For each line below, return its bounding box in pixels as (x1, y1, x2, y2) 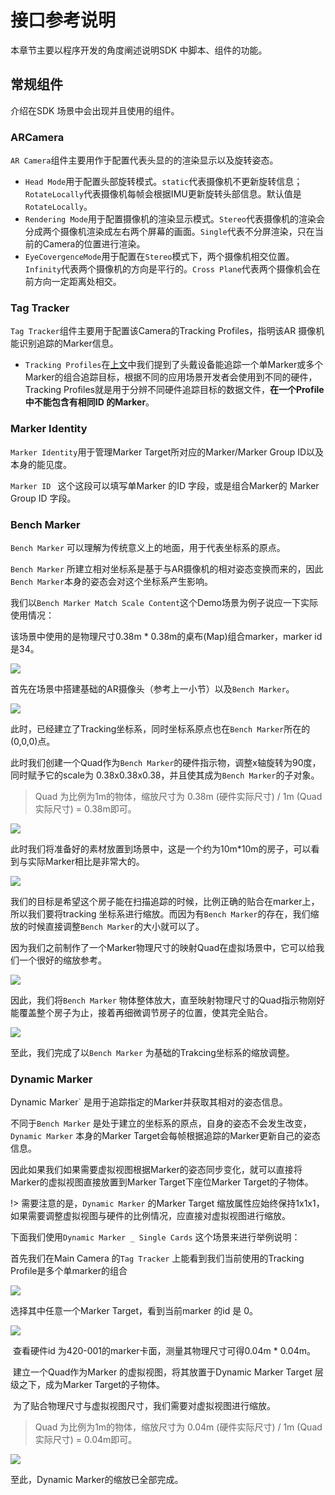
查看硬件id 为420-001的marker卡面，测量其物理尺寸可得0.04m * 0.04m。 (12, 1345, 316, 1357)
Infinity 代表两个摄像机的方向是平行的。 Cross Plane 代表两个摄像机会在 (24, 263, 321, 275)
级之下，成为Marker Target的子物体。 (10, 1379, 165, 1391)
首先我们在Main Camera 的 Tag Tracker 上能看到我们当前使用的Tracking (10, 1252, 305, 1265)
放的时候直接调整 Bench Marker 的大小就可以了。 (10, 920, 205, 932)
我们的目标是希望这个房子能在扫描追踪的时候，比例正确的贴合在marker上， (10, 895, 320, 907)
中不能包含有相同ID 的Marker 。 (24, 396, 155, 408)
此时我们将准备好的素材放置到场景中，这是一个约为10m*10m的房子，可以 (10, 842, 312, 855)
